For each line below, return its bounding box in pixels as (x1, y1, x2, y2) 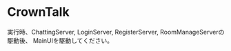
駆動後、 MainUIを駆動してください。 (7, 36, 114, 45)
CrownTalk (7, 4, 70, 20)
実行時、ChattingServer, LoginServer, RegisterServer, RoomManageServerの (7, 28, 225, 36)
